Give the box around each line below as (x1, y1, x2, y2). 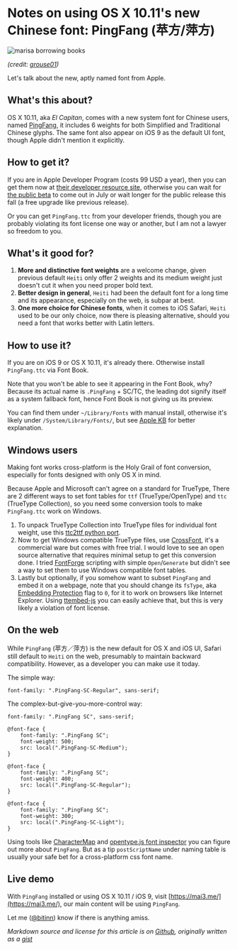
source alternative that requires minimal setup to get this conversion (17, 551, 216, 559)
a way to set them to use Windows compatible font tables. (17, 566, 187, 574)
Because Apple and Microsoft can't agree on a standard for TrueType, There (7, 484, 230, 493)
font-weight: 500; (20, 738, 74, 745)
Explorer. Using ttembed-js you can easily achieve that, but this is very (17, 596, 224, 604)
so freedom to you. (7, 226, 63, 235)
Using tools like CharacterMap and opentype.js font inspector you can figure (7, 837, 231, 846)
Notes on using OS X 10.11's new (7, 5, 200, 21)
